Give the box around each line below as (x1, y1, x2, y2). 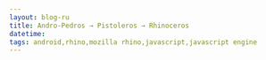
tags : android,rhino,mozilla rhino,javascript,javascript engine (9, 37, 257, 47)
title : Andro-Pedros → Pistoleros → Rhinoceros (9, 21, 190, 30)
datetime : (9, 29, 46, 38)
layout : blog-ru (9, 12, 70, 22)
